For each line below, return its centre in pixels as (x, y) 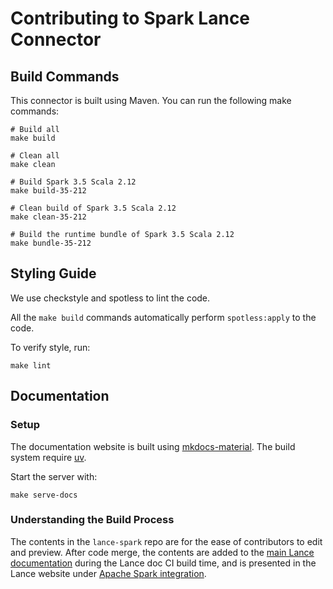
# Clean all (35, 156)
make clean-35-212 (48, 217)
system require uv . (48, 457)
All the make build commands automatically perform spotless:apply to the (163, 317)
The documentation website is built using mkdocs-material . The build (153, 446)
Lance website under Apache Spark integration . (108, 573)
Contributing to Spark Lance (130, 18)
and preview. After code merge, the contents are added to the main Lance (162, 552)
